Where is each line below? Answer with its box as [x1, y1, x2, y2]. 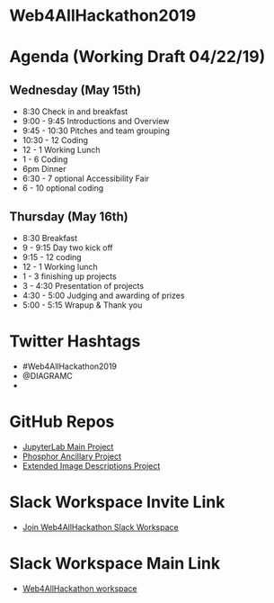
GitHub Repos [9, 411, 115, 432]
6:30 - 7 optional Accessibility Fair [22, 173, 150, 184]
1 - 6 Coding [22, 154, 68, 165]
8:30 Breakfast [22, 233, 78, 243]
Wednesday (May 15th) [9, 82, 142, 97]
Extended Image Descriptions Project [22, 460, 161, 471]
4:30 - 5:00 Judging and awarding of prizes [22, 290, 185, 301]
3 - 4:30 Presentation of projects [22, 281, 145, 291]
